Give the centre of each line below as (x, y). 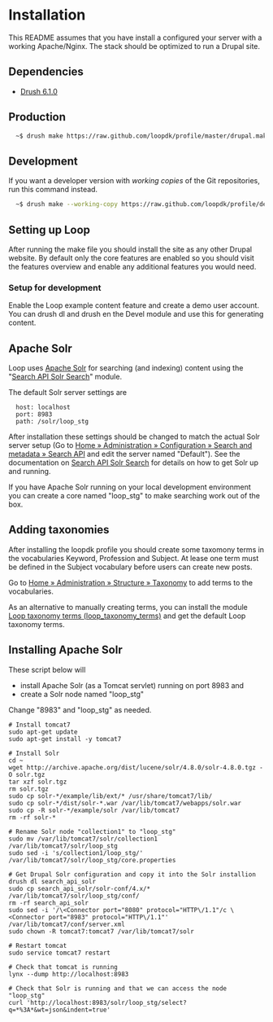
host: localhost (43, 408)
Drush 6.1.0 (39, 91)
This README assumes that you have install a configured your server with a (135, 37)
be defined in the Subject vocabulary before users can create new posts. (130, 567)
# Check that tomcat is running (63, 967)
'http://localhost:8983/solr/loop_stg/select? (106, 1002)
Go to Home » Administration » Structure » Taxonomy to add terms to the (131, 582)
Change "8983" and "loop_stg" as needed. (80, 709)
